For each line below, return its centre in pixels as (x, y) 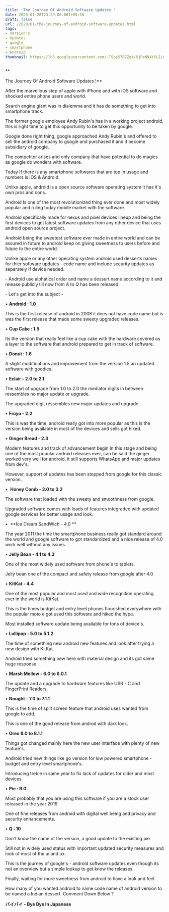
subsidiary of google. (27, 147)
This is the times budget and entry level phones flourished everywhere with (83, 609)
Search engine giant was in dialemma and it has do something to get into (80, 106)
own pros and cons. (26, 193)
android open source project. (35, 228)
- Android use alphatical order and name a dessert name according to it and (84, 279)
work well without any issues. (36, 545)
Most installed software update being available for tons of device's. (75, 624)
